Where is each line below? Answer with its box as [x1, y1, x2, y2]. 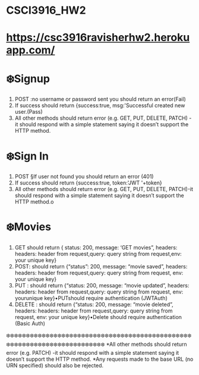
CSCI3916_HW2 [6, 4, 86, 17]
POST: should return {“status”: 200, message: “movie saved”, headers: [14, 263, 188, 270]
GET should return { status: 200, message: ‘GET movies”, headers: [14, 244, 178, 251]
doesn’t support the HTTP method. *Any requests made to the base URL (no [6, 355, 194, 363]
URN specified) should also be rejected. [6, 362, 104, 369]
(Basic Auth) [14, 320, 46, 327]
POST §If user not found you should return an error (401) [14, 173, 154, 180]
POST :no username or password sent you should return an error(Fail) [14, 96, 186, 103]
